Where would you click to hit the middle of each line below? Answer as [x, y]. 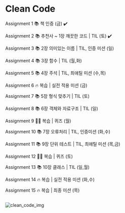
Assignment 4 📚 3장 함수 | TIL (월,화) [44, 60]
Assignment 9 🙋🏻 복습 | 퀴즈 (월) [38, 121]
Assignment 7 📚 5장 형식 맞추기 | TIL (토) [48, 96]
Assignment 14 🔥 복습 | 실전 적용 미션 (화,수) [50, 179]
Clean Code [30, 9]
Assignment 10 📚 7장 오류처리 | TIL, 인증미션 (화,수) [58, 131]
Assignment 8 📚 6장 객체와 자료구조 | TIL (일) [52, 108]
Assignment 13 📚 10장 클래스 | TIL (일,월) [48, 167]
